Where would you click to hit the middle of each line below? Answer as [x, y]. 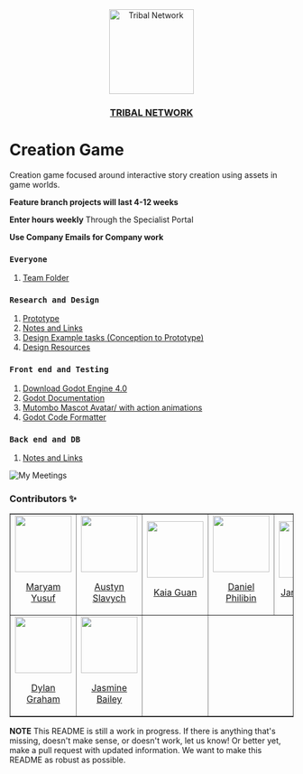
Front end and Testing [59, 370]
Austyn [109, 587]
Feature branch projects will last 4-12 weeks [94, 201]
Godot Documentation [64, 397]
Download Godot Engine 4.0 [75, 388]
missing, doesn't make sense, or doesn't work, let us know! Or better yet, [145, 741]
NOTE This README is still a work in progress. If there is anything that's [143, 732]
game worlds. [35, 184]
